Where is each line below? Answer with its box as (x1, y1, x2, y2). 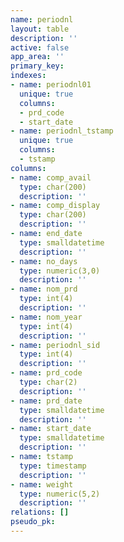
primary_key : (10, 61, 65, 71)
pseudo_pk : (10, 517, 56, 527)
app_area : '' (10, 52, 65, 62)
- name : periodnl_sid (10, 340, 101, 350)
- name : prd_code (10, 368, 83, 378)
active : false (10, 42, 70, 53)
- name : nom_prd (10, 284, 78, 295)
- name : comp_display (10, 201, 101, 211)
